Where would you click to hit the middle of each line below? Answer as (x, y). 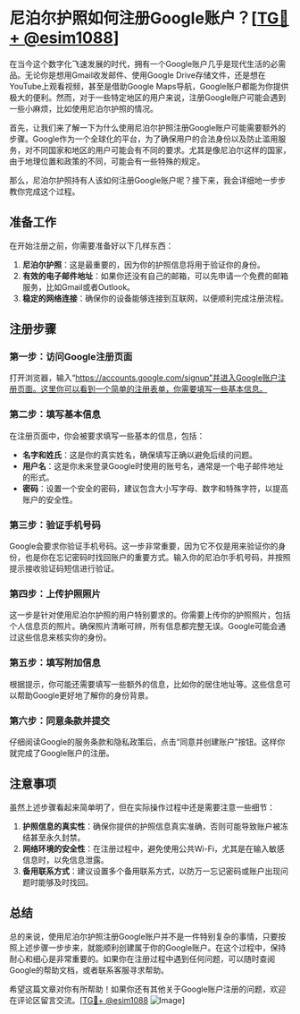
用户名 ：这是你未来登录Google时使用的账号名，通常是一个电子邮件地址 (153, 465)
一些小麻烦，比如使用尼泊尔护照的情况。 (83, 108)
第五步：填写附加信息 (55, 663)
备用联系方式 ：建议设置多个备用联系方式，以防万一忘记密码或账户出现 (151, 871)
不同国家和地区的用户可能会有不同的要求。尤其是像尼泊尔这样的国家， (162, 149)
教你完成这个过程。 (45, 191)
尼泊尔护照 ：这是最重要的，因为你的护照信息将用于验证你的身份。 (143, 264)
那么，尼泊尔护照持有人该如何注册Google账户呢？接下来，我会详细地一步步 (148, 180)
